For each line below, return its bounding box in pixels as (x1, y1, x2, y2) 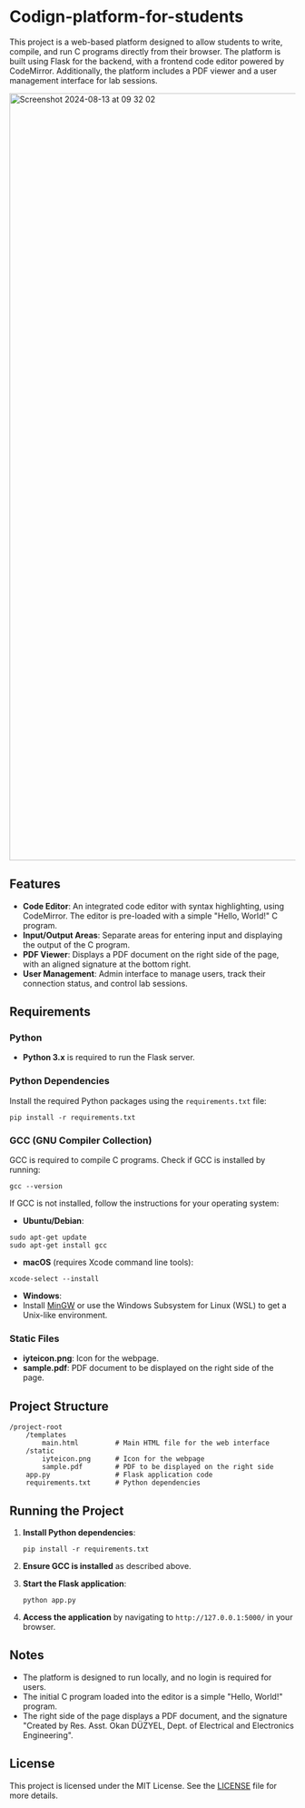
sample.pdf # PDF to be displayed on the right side (42, 1463, 274, 1472)
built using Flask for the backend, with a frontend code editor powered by (9, 55, 284, 66)
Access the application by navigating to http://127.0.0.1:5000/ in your (22, 1611, 293, 1623)
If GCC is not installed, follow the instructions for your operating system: (9, 1197, 280, 1209)
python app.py (22, 1595, 76, 1604)
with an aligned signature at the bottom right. (22, 959, 192, 969)
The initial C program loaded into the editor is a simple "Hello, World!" (22, 1691, 283, 1702)
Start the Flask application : (22, 1578, 127, 1589)
